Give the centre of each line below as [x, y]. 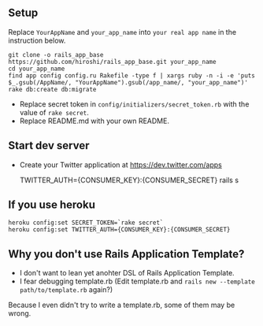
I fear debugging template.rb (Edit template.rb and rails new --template [137, 281]
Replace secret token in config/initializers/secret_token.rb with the [134, 104]
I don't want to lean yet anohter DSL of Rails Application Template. [127, 273]
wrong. [20, 313]
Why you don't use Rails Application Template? [126, 254]
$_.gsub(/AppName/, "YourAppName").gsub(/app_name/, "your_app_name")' [128, 82]
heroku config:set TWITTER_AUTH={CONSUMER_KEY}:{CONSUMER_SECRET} [119, 230]
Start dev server [49, 146]
